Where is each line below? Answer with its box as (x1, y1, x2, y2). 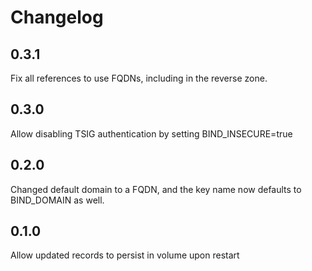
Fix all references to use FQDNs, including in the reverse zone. (10, 72, 268, 84)
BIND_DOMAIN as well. (10, 194, 105, 206)
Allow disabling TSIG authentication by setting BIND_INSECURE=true (10, 127, 293, 140)
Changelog (10, 6, 104, 29)
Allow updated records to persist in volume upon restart (10, 249, 240, 261)
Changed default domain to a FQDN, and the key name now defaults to (10, 183, 302, 195)
